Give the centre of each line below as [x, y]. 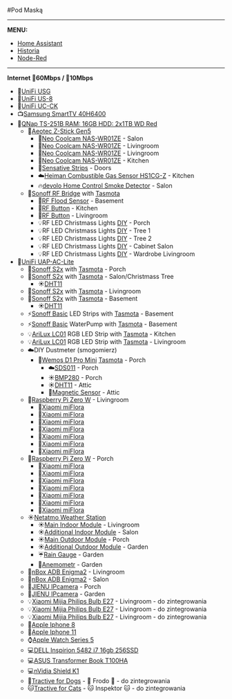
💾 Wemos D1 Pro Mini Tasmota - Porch [92, 360]
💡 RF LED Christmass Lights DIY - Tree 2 [95, 238]
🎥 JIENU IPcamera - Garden [66, 594]
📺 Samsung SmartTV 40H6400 [61, 114]
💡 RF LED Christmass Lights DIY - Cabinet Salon [106, 246]
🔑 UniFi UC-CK [38, 106]
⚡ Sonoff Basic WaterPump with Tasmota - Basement [102, 324]
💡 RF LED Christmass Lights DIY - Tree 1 [94, 230]
